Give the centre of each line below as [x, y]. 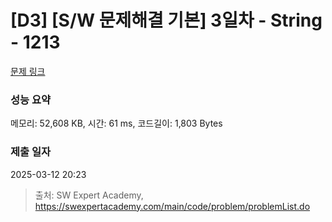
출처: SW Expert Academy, [89, 195]
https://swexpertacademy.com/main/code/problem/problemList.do [172, 206]
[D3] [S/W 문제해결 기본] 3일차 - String [166, 20]
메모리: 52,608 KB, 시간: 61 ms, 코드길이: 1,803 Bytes [116, 123]
